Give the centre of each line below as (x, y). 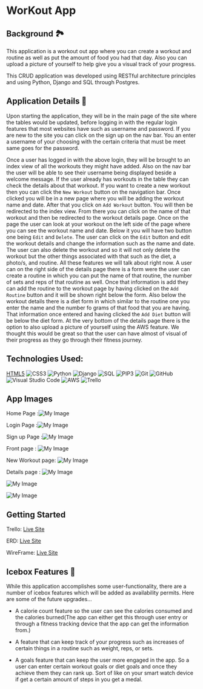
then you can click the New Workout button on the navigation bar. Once (94, 192)
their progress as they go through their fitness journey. (75, 340)
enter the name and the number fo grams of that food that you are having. (98, 308)
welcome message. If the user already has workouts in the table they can (98, 179)
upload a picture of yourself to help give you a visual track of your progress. (101, 64)
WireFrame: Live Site (32, 553)
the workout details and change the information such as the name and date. (101, 243)
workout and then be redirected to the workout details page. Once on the (98, 217)
